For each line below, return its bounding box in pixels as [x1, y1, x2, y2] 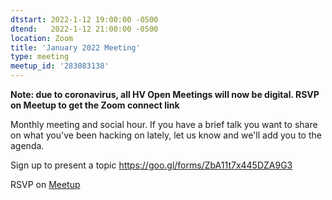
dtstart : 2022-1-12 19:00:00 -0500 [10, 14, 159, 25]
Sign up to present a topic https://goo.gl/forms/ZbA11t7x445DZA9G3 [10, 159, 293, 171]
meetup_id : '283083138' [10, 61, 110, 71]
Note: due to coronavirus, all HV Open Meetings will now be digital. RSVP [10, 89, 320, 100]
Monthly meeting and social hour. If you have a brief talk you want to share [10, 119, 318, 130]
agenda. [10, 140, 45, 151]
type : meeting [10, 52, 70, 62]
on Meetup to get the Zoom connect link [10, 99, 180, 111]
